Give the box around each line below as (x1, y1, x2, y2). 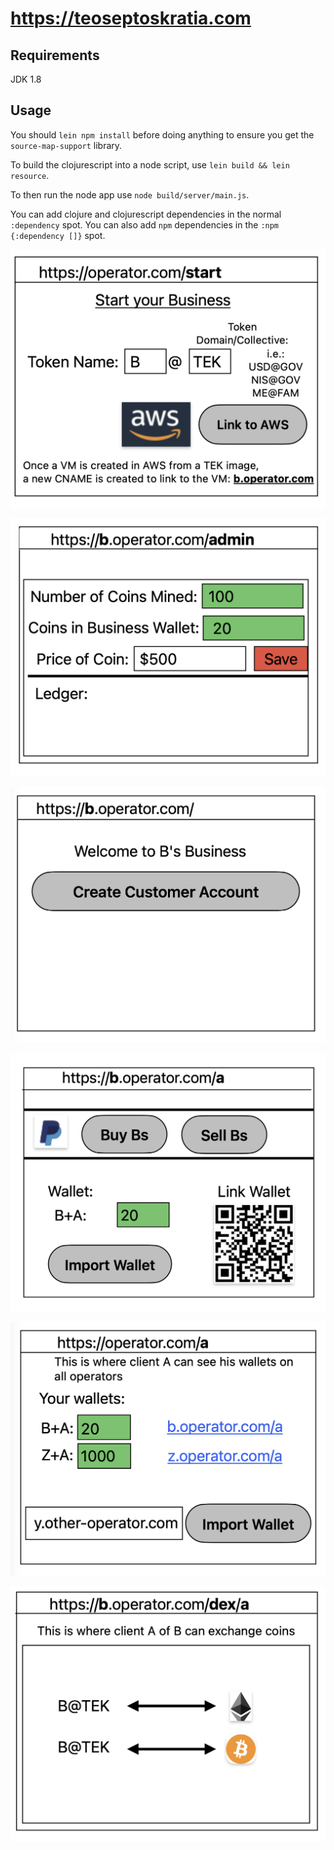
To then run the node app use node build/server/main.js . (10, 188, 250, 201)
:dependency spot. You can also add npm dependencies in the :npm (10, 218, 280, 231)
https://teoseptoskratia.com (10, 7, 252, 30)
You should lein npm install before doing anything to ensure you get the (10, 128, 315, 141)
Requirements (10, 47, 100, 64)
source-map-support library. (10, 139, 123, 151)
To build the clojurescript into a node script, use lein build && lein (10, 158, 290, 171)
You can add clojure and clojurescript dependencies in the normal (10, 208, 282, 220)
